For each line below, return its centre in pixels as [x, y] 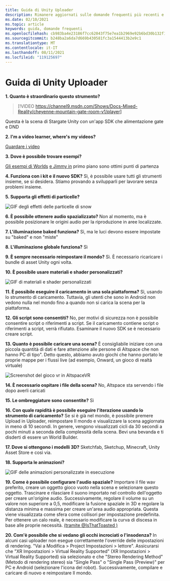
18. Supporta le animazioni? [35, 463]
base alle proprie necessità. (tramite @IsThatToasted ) [61, 525]
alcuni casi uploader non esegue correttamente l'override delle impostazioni [84, 541]
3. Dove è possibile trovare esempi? [44, 157]
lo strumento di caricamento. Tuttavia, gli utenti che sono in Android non [80, 297]
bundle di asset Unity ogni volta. [39, 262]
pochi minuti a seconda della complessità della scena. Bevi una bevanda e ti [84, 432]
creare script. [19, 334]
